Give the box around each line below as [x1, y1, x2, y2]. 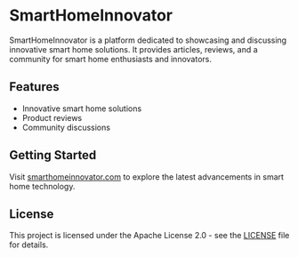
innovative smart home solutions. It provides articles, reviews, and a [9, 44, 258, 54]
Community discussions [21, 122, 111, 133]
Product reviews [21, 112, 83, 123]
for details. [9, 239, 49, 250]
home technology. [9, 181, 76, 191]
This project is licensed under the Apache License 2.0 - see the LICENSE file [9, 230, 290, 241]
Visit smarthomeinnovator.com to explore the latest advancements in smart [9, 171, 285, 182]
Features [9, 79, 60, 94]
